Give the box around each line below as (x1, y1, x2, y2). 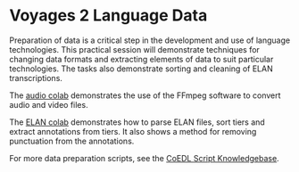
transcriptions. (9, 72, 62, 83)
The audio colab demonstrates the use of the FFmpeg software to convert (9, 90, 281, 101)
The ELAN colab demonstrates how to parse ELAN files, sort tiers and (9, 117, 265, 127)
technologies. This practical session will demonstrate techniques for (9, 44, 261, 54)
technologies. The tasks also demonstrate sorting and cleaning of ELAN (9, 63, 274, 74)
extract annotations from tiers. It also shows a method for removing (9, 126, 257, 136)
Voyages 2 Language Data (9, 5, 208, 26)
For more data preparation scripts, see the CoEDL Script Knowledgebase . (9, 152, 279, 163)
